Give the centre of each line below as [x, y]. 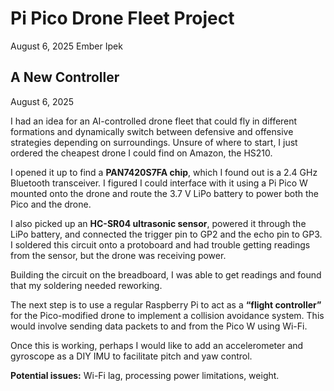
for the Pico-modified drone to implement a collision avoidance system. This [167, 315]
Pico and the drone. [51, 204]
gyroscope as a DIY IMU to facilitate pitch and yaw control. [131, 356]
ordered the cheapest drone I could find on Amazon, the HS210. [141, 153]
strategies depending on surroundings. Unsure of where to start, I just [154, 142]
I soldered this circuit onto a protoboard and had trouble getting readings [160, 244]
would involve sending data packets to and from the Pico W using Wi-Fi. [159, 326]
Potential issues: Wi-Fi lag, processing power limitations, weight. [145, 375]
